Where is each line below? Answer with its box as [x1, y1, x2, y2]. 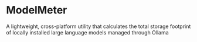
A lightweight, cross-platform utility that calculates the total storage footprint [6, 23, 191, 30]
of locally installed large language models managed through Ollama [6, 29, 169, 36]
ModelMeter [6, 3, 67, 17]
